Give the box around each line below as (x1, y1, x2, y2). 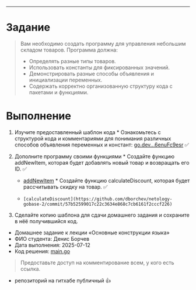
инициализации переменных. (29, 76, 103, 83)
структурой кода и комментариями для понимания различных (14, 135, 171, 142)
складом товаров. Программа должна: (20, 46, 118, 53)
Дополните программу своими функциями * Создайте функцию (14, 153, 175, 160)
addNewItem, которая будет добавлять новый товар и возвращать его (14, 159, 190, 166)
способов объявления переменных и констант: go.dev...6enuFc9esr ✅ (14, 141, 190, 148)
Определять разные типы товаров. (29, 57, 117, 64)
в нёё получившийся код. (14, 217, 79, 224)
